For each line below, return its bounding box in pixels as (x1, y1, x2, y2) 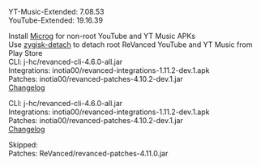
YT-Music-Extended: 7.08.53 (8, 7, 105, 16)
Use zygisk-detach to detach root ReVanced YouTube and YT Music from (8, 40, 253, 49)
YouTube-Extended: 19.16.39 (8, 15, 104, 25)
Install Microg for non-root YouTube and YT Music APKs (8, 32, 196, 40)
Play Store (8, 49, 43, 57)
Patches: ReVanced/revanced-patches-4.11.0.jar (8, 149, 169, 158)
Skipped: (8, 140, 38, 149)
